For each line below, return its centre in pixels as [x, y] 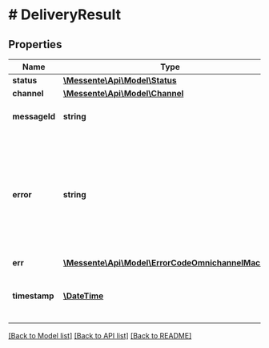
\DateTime [83, 296]
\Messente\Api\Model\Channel [123, 93]
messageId [34, 116]
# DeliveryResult [65, 15]
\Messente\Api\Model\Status [120, 80]
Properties [35, 45]
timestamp [33, 296]
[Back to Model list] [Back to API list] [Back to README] [100, 336]
